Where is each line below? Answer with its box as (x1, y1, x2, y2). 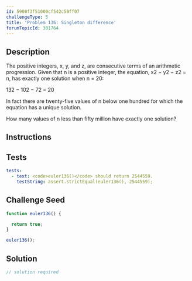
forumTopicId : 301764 (6, 25, 59, 31)
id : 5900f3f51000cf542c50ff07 (6, 8, 80, 15)
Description (6, 46, 50, 56)
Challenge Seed (6, 195, 66, 205)
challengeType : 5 (6, 14, 49, 20)
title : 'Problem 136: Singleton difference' (6, 19, 116, 25)
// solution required (6, 269, 59, 275)
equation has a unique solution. (6, 104, 82, 111)
